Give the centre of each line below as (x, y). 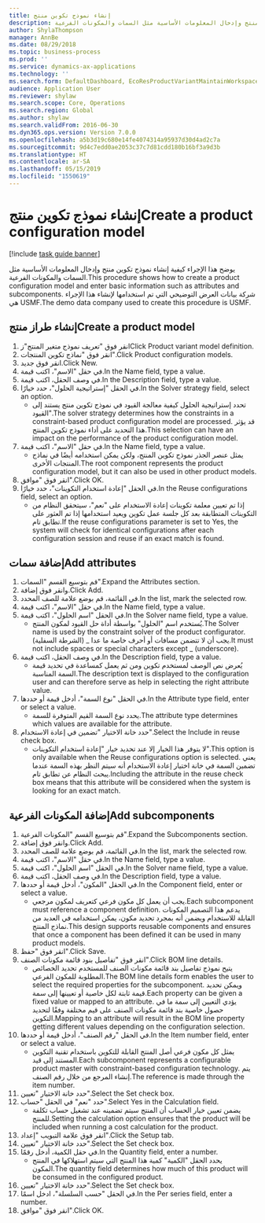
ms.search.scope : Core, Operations (67, 103)
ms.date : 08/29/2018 (43, 45)
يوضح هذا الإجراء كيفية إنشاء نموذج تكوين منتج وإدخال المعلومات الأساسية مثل (122, 269)
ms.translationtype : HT (48, 154)
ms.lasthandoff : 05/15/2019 (55, 169)
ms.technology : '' (39, 74)
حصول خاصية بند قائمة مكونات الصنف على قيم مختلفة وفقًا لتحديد (128, 1010)
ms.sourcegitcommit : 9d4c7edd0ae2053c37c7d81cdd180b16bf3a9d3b (115, 147)
